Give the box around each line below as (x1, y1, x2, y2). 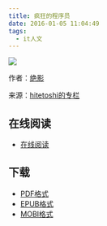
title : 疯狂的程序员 (8, 11, 71, 20)
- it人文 (15, 34, 43, 43)
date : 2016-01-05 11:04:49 (8, 20, 100, 28)
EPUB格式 (19, 198, 54, 208)
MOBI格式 (19, 209, 54, 219)
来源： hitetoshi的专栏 (8, 90, 80, 100)
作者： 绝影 (8, 73, 45, 83)
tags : (8, 27, 27, 35)
